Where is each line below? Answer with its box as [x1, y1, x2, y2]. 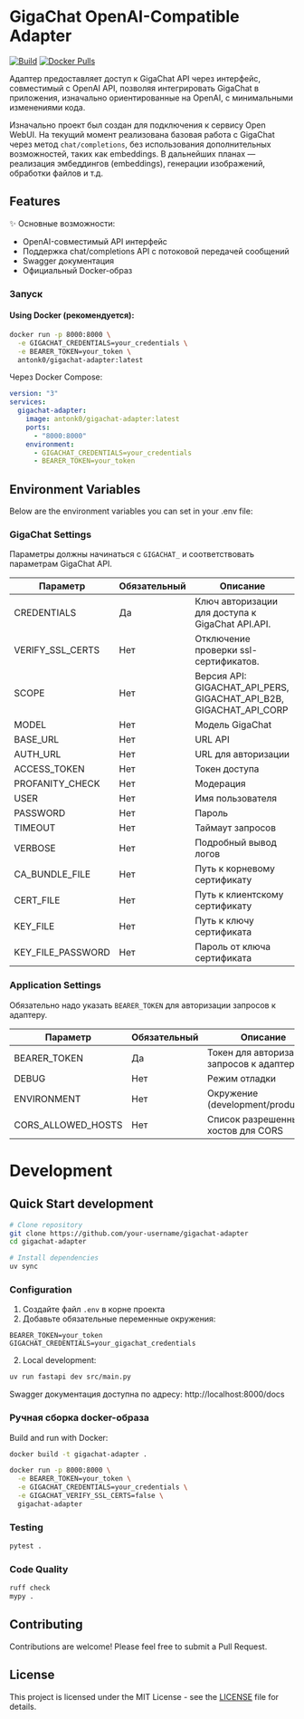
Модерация [194, 777, 246, 790]
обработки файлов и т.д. [9, 168, 104, 178]
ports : [25, 423, 51, 432]
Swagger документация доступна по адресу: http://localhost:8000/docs [9, 1388, 285, 1400]
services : [9, 398, 47, 407]
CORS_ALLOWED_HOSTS [14, 1119, 123, 1131]
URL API [194, 734, 230, 746]
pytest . [9, 1541, 43, 1551]
